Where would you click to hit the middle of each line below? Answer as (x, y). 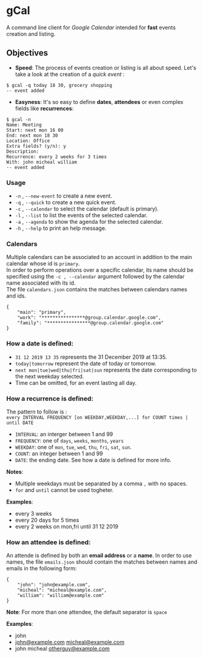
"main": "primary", (42, 313)
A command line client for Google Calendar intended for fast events (91, 27)
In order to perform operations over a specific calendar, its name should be (100, 270)
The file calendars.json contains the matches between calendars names (97, 289)
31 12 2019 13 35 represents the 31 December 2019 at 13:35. (91, 357)
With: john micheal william (42, 162)
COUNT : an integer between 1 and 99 (59, 453)
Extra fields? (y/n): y (36, 146)
